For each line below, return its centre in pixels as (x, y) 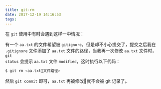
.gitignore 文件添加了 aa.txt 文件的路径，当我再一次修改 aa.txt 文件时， (81, 51)
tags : (11, 19)
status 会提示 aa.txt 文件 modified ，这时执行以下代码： (63, 61)
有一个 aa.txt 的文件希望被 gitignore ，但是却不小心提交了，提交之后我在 (80, 44)
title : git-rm (20, 10)
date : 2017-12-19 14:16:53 (33, 14)
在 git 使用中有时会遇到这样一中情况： (45, 34)
